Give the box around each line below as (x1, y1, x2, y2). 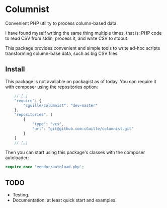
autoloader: (5, 155, 29, 161)
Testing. (12, 192, 30, 198)
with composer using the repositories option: (5, 84, 98, 90)
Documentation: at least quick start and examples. (12, 197, 117, 203)
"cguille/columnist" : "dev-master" (23, 103, 98, 108)
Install (5, 65, 25, 74)
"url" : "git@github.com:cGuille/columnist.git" (32, 126, 134, 131)
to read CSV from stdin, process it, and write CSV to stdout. (5, 35, 129, 41)
